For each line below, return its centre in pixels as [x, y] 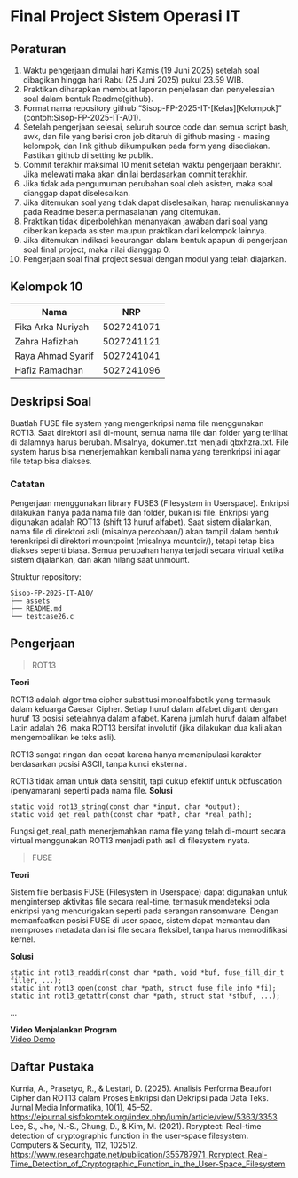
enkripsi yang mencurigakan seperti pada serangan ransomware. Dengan [145, 911]
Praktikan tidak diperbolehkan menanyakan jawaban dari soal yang [145, 221]
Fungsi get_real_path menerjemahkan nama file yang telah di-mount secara [148, 831]
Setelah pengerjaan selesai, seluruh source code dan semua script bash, [156, 127]
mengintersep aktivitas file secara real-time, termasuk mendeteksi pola [140, 901]
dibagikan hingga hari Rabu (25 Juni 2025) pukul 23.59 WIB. [133, 80]
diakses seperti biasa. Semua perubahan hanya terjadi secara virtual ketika [147, 550]
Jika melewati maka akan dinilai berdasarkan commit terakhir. [135, 174]
